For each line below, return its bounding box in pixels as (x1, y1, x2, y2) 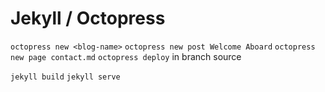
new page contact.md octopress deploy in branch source (10, 50, 242, 62)
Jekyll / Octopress (10, 7, 166, 30)
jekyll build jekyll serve (10, 72, 121, 82)
